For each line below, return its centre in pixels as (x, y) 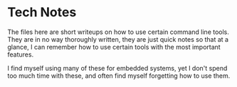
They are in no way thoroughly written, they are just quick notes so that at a (118, 39)
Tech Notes (42, 12)
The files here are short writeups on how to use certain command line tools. (118, 32)
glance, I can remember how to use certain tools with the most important (114, 47)
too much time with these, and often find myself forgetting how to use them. (119, 76)
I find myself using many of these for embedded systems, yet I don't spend (117, 68)
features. (21, 54)
